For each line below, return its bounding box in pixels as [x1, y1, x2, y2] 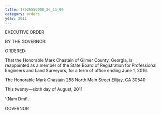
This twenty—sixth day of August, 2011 [5, 86, 83, 92]
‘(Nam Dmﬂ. [5, 96, 29, 102]
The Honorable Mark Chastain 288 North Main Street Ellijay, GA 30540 [5, 77, 146, 83]
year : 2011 [5, 16, 27, 21]
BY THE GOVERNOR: [5, 39, 47, 44]
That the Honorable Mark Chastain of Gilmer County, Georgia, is [5, 57, 133, 63]
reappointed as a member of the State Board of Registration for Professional [5, 62, 157, 68]
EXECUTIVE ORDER [5, 29, 44, 35]
